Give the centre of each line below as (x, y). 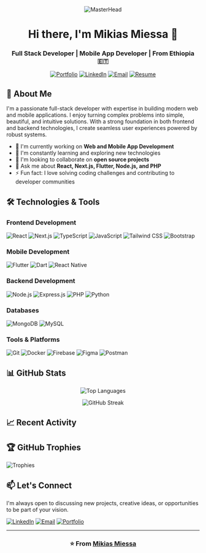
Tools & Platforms (33, 339)
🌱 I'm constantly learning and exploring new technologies (88, 153)
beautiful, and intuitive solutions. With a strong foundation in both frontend (100, 122)
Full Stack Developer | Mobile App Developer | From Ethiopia (103, 53)
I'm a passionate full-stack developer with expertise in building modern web (102, 109)
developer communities (45, 182)
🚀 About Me (29, 94)
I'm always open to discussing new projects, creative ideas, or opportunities (102, 503)
